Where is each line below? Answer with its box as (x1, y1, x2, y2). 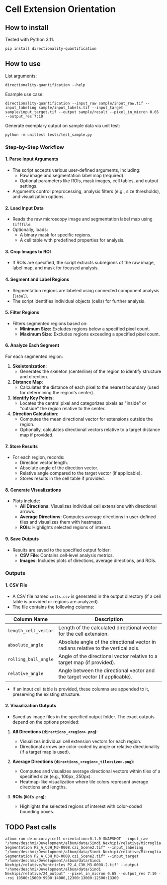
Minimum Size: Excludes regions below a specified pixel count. (19, 326, 150, 332)
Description (94, 616, 123, 623)
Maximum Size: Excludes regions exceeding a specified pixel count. (19, 331, 160, 337)
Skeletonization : (12, 363, 47, 369)
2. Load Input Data (5, 205, 44, 211)
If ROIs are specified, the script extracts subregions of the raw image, (12, 260, 155, 266)
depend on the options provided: (12, 719, 80, 725)
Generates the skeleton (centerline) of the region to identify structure (19, 368, 162, 374)
